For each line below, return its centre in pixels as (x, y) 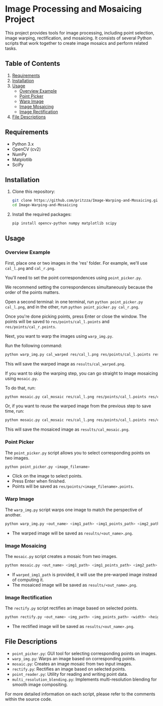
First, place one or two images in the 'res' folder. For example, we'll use (76, 263)
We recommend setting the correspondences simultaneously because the (79, 287)
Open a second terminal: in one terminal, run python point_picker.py (74, 302)
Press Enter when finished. (39, 481)
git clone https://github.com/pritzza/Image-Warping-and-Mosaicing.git (86, 201)
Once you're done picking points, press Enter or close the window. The (76, 316)
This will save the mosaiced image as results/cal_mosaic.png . (67, 429)
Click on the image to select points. (47, 476)
